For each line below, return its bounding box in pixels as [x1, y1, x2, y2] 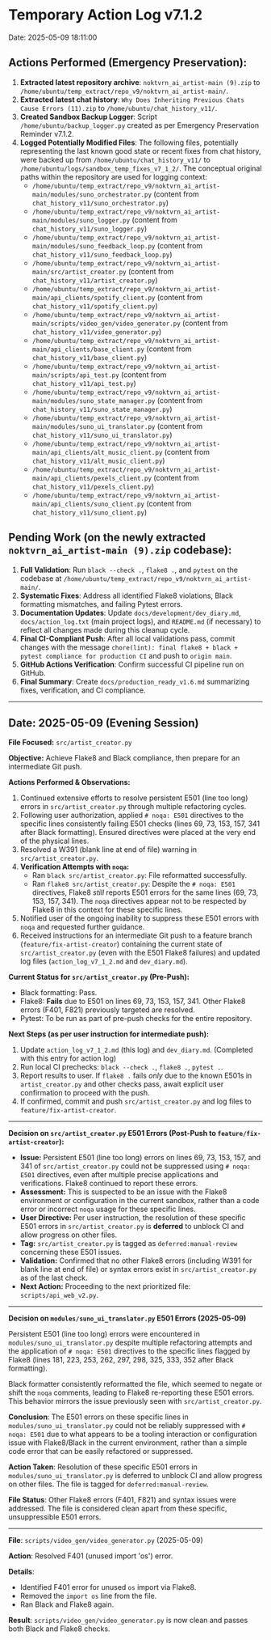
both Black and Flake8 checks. [8, 1624, 110, 1634]
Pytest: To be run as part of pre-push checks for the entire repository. [19, 1014, 252, 1023]
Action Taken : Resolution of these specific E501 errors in [8, 1462, 198, 1472]
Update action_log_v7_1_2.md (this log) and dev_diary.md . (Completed [19, 1045, 253, 1055]
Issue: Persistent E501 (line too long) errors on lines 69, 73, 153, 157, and [19, 1153, 261, 1163]
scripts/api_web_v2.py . [19, 1290, 99, 1300]
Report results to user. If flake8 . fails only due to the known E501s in [19, 1070, 252, 1081]
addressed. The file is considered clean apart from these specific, [8, 1503, 227, 1514]
